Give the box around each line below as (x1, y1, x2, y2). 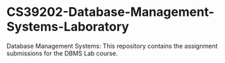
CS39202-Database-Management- (6, 4, 215, 20)
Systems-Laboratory (6, 19, 129, 35)
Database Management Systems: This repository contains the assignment (6, 42, 218, 50)
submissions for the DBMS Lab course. (6, 49, 119, 57)
